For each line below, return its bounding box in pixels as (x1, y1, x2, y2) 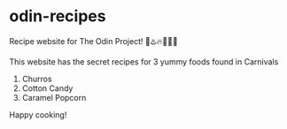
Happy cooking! (9, 109, 67, 120)
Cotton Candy (21, 82, 74, 94)
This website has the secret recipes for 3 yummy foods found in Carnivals (9, 56, 279, 67)
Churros (21, 73, 52, 84)
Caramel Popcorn (21, 92, 87, 102)
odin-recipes (9, 6, 106, 27)
